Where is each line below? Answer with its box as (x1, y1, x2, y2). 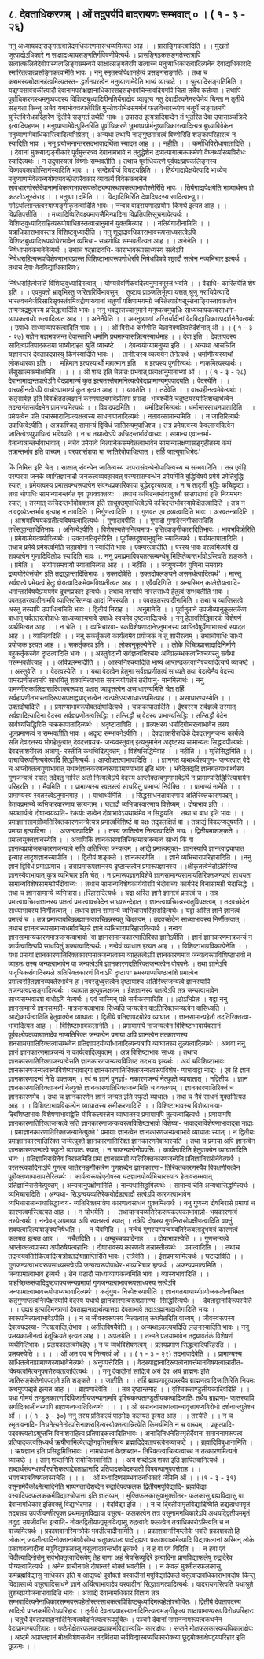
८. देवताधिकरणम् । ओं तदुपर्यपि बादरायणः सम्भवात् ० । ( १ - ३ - (8, 8, 246, 21)
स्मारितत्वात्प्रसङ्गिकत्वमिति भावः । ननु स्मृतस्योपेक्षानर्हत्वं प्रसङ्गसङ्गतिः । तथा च (8, 68, 208, 77)
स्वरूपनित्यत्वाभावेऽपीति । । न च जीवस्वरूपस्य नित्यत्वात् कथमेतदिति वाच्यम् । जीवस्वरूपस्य (8, 1313, 235, 1323)
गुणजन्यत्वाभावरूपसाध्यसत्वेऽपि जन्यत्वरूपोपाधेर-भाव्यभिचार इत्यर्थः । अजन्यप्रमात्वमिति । (8, 1260, 223, 1269)
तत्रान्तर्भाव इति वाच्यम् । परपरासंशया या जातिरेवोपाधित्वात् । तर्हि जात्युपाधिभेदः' (8, 447, 201, 456)
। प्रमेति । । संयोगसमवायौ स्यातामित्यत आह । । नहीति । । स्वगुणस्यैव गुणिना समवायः (8, 560, 224, 570)
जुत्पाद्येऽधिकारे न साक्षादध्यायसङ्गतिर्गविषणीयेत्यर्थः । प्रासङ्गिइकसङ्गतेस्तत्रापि (8, 50, 201, 59)
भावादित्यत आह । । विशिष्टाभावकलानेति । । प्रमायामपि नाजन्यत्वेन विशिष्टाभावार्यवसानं (8, 1021, 222, 1030)
